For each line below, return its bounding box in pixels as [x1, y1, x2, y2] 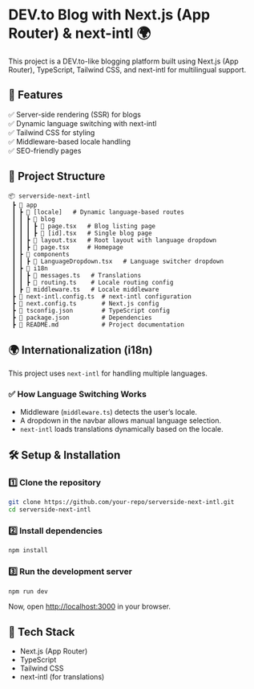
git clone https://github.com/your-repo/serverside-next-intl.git [8, 498, 235, 506]
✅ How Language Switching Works [8, 388, 147, 400]
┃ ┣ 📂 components [11, 250, 70, 258]
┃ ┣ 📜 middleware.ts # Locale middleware [11, 285, 159, 293]
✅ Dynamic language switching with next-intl [8, 118, 157, 128]
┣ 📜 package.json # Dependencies [11, 314, 152, 322]
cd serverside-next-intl [8, 506, 91, 514]
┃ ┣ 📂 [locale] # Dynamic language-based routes [11, 207, 184, 216]
